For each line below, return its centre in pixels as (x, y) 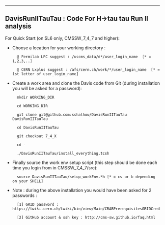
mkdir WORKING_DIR (36, 97)
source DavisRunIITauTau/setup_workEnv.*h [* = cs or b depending (86, 177)
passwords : (25, 195)
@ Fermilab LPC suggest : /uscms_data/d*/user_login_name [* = (84, 57)
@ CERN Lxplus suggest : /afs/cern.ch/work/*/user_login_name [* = (88, 69)
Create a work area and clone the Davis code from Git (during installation (86, 83)
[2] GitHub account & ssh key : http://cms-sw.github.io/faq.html (86, 217)
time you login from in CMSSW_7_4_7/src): (55, 167)
